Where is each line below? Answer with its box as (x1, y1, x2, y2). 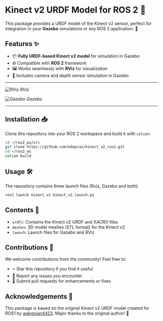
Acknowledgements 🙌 (5, 292, 73, 301)
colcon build (5, 153, 32, 159)
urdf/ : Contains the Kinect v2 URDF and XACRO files (12, 219, 118, 225)
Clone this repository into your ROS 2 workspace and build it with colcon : (5, 131, 151, 136)
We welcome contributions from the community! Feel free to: (5, 256, 127, 262)
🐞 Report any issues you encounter (12, 273, 82, 279)
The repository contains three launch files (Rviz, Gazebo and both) (5, 183, 138, 189)
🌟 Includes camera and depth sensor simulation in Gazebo (12, 73, 129, 78)
